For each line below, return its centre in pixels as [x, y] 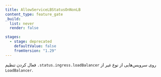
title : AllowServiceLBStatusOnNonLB [43, 10]
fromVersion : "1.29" [35, 51]
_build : [13, 19]
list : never [22, 23]
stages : [13, 37]
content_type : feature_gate [34, 14]
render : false [24, 28]
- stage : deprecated [31, 42]
